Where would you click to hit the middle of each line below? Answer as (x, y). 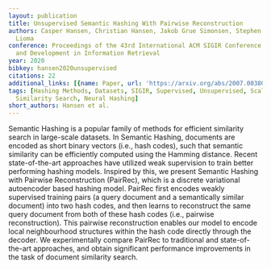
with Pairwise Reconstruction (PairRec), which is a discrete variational (124, 180)
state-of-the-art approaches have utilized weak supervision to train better (131, 163)
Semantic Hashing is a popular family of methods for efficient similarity (126, 129)
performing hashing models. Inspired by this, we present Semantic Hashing (133, 172)
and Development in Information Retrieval (88, 53)
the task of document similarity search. (73, 257)
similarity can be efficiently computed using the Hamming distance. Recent (133, 155)
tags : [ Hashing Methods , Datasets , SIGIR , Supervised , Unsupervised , (128, 91)
